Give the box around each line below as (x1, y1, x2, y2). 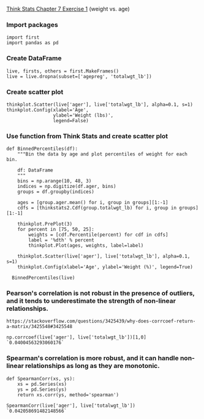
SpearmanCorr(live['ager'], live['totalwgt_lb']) (6, 402, 136, 409)
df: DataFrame (17, 167, 53, 174)
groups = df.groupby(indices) (17, 189, 95, 195)
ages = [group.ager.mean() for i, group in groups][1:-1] (17, 200, 168, 206)
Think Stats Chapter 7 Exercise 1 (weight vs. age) (6, 6, 130, 12)
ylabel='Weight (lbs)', (53, 112, 114, 119)
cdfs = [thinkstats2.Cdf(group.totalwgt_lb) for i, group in (17, 205, 176, 211)
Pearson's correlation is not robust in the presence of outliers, (6, 289, 195, 297)
